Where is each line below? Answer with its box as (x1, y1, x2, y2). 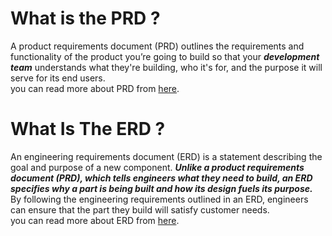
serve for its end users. (10, 72, 106, 84)
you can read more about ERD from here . (10, 214, 180, 226)
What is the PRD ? (10, 7, 161, 30)
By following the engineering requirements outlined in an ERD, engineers (10, 193, 309, 205)
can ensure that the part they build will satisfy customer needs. (10, 203, 270, 216)
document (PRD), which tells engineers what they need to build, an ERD (10, 172, 313, 184)
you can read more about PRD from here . (10, 82, 180, 94)
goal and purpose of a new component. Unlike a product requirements (10, 161, 305, 173)
